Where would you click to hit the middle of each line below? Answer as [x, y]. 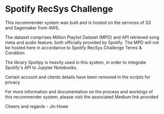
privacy [13, 82]
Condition [15, 53]
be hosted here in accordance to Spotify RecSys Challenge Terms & [73, 47]
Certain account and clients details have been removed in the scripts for [78, 77]
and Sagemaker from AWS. [32, 27]
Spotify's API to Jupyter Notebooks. [41, 68]
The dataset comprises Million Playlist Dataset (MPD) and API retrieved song [82, 37]
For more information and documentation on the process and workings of [79, 91]
